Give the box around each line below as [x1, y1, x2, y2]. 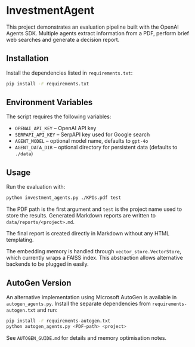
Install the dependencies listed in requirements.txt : [6, 69, 133, 76]
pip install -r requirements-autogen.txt [6, 318, 111, 324]
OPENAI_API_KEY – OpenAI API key [14, 125, 97, 132]
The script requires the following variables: [6, 113, 112, 120]
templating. [6, 237, 34, 244]
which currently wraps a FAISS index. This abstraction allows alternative [6, 254, 183, 262]
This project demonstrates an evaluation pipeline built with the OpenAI [6, 23, 179, 30]
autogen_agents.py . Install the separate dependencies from [6, 300, 151, 307]
